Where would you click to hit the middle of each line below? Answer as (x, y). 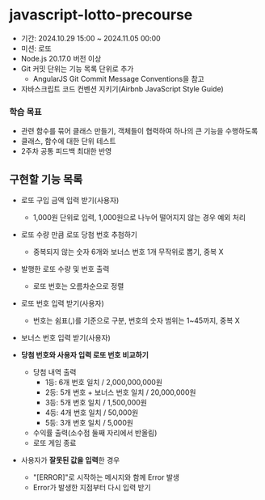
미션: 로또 (36, 48)
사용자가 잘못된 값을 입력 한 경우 (70, 460)
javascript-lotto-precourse (101, 15)
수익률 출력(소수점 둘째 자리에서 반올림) (95, 433)
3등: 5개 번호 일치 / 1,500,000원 (96, 403)
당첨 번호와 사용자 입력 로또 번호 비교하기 (84, 355)
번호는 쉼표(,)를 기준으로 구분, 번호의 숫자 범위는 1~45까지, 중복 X (137, 320)
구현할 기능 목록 (46, 179)
